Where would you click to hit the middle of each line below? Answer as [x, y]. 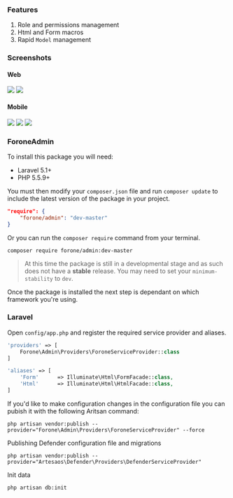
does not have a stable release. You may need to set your [107, 271]
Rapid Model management [54, 40]
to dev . [64, 278]
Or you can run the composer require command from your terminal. [104, 237]
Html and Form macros [50, 32]
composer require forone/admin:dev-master [70, 250]
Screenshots [29, 58]
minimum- [205, 271]
